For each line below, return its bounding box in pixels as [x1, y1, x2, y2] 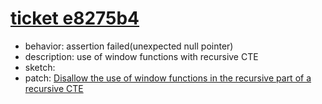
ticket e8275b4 [10, 7, 140, 30]
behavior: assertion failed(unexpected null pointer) [24, 40, 234, 52]
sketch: [24, 61, 56, 73]
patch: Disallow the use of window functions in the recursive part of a [24, 72, 312, 84]
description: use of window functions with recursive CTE [24, 50, 259, 62]
